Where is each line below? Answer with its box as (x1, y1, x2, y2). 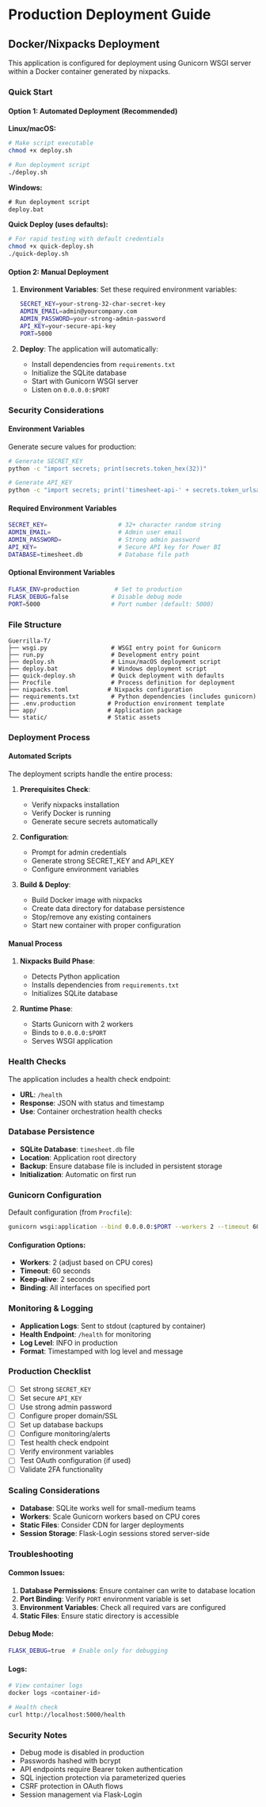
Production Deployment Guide (8, 6, 211, 24)
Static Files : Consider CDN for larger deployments (19, 1519, 184, 1530)
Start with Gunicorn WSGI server (31, 376, 139, 386)
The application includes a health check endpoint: (8, 1074, 172, 1083)
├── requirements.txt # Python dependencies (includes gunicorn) (8, 693, 257, 701)
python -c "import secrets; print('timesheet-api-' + (8, 486, 190, 494)
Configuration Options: (8, 1240, 86, 1249)
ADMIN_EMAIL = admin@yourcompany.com (19, 307, 138, 315)
